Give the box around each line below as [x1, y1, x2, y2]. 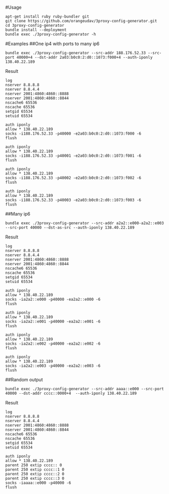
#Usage [5, 5, 22, 10]
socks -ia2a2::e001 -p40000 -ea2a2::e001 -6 [5, 319, 101, 324]
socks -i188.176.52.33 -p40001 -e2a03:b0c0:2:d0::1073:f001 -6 [5, 153, 142, 158]
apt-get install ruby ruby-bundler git [5, 14, 90, 19]
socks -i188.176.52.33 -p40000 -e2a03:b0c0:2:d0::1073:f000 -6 [5, 131, 142, 136]
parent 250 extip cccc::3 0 [5, 476, 65, 481]
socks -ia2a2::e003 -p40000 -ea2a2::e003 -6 [5, 363, 101, 368]
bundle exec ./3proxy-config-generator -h [5, 32, 96, 37]
